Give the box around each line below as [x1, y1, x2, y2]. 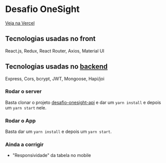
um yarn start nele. [5, 104, 47, 110]
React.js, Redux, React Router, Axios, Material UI [5, 47, 105, 53]
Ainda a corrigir [5, 141, 44, 148]
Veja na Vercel [5, 20, 35, 26]
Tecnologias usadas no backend [5, 62, 108, 71]
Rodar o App [5, 117, 36, 124]
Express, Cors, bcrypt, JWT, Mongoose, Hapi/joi [5, 75, 105, 81]
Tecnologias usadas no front [5, 34, 96, 43]
